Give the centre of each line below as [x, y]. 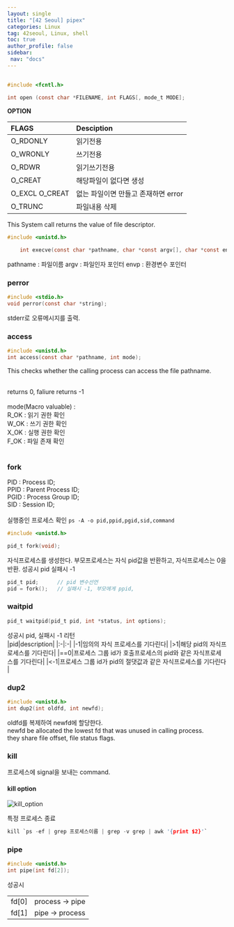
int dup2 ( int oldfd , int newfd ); [56, 708]
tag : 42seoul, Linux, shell [48, 33]
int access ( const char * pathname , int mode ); [74, 357]
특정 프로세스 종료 [31, 819]
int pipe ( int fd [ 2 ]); [39, 870]
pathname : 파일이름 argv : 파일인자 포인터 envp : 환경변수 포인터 [97, 264]
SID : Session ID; [31, 504]
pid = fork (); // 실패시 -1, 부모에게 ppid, [71, 589]
